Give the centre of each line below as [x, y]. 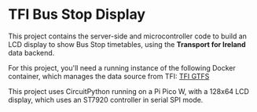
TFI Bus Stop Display [77, 14]
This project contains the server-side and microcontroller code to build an [128, 36]
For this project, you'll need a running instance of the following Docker [122, 67]
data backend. [31, 52]
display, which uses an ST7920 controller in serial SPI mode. [106, 99]
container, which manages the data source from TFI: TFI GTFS [109, 76]
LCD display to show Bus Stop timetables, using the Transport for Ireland [127, 44]
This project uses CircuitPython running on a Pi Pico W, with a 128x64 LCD [129, 91]
